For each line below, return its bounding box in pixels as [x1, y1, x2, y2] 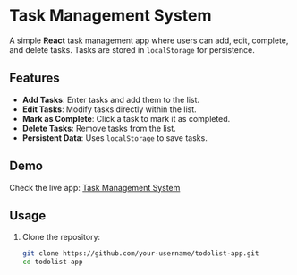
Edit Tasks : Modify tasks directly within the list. [21, 104, 197, 115]
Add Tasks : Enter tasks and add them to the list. [21, 94, 199, 105]
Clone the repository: [21, 232, 101, 243]
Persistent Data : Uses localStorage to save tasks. [21, 132, 208, 143]
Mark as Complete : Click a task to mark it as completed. [21, 113, 231, 124]
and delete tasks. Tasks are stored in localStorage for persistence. [9, 44, 255, 55]
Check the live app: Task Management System [9, 182, 181, 193]
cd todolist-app [21, 257, 83, 267]
